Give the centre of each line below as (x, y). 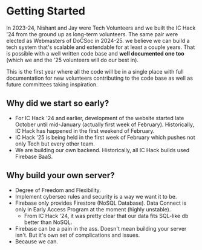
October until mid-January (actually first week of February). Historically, (105, 124)
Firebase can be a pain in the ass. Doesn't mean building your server (101, 228)
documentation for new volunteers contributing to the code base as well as (100, 78)
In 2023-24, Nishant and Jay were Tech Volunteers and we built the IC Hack (101, 28)
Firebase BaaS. (34, 156)
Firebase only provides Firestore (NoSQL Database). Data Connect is (101, 203)
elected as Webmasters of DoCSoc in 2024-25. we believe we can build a (98, 40)
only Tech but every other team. (55, 144)
